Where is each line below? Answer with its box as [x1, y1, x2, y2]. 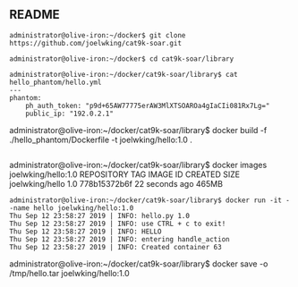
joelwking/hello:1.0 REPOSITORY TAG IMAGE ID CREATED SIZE [9, 169, 240, 180]
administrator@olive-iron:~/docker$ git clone [9, 30, 186, 39]
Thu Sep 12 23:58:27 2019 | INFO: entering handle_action [9, 234, 230, 244]
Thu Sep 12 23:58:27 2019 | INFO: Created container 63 [9, 242, 222, 251]
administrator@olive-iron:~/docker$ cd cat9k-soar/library [9, 54, 234, 63]
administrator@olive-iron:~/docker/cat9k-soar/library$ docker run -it [9, 196, 282, 205]
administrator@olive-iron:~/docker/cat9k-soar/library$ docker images [9, 159, 268, 170]
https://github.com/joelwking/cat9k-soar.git [9, 38, 182, 47]
